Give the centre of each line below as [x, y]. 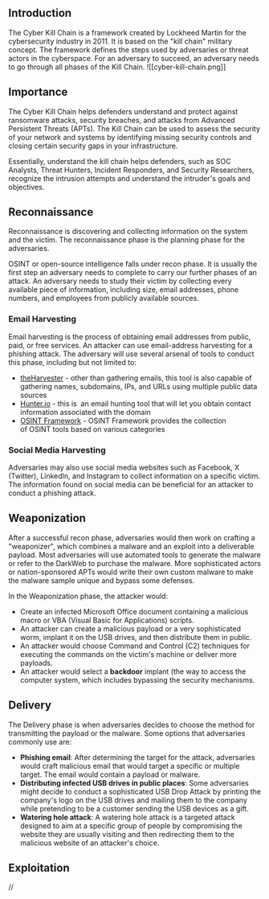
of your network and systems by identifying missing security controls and [130, 137]
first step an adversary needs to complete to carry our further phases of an [132, 273]
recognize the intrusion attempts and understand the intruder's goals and [129, 178]
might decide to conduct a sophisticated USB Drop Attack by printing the [140, 791]
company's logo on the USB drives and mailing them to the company [133, 800]
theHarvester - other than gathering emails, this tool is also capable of [136, 378]
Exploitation [39, 868]
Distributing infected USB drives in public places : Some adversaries [134, 782]
